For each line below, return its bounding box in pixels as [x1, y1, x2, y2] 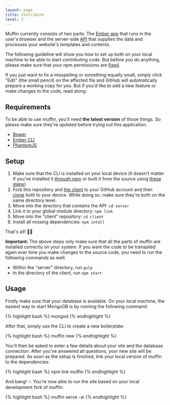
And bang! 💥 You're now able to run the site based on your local [5, 378, 140, 384]
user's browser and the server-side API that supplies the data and [5, 36, 143, 42]
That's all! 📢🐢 [5, 229, 33, 235]
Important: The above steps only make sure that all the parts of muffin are [5, 239, 161, 244]
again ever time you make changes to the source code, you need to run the [5, 249, 162, 255]
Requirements [5, 102, 51, 112]
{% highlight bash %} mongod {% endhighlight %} [5, 313, 111, 319]
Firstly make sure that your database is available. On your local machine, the [5, 298, 165, 304]
